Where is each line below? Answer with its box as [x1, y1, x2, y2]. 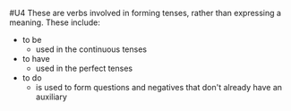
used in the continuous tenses [35, 44, 148, 55]
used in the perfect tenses [35, 63, 133, 73]
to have [21, 54, 51, 64]
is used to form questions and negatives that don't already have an [35, 82, 283, 92]
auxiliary [35, 91, 67, 102]
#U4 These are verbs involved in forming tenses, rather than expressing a [9, 8, 282, 18]
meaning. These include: [9, 17, 100, 28]
